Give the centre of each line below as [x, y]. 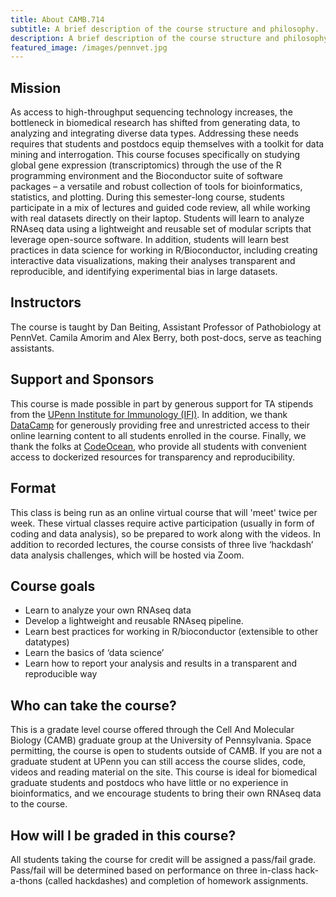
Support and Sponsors [82, 379]
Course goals [53, 586]
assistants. [32, 348]
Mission [36, 87]
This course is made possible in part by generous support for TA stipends [162, 403]
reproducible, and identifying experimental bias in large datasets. [144, 272]
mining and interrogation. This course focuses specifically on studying [155, 155]
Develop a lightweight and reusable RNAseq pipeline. [134, 621]
